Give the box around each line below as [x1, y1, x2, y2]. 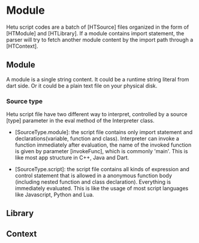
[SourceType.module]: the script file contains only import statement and [14, 129, 193, 136]
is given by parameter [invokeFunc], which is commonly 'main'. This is [14, 148, 188, 155]
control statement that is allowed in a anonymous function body [14, 172, 173, 180]
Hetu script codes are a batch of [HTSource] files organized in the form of [6, 23, 189, 31]
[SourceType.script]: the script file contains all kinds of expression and [14, 166, 190, 173]
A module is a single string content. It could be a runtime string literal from [6, 75, 189, 83]
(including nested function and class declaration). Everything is [14, 178, 171, 186]
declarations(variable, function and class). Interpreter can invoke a [14, 135, 180, 142]
